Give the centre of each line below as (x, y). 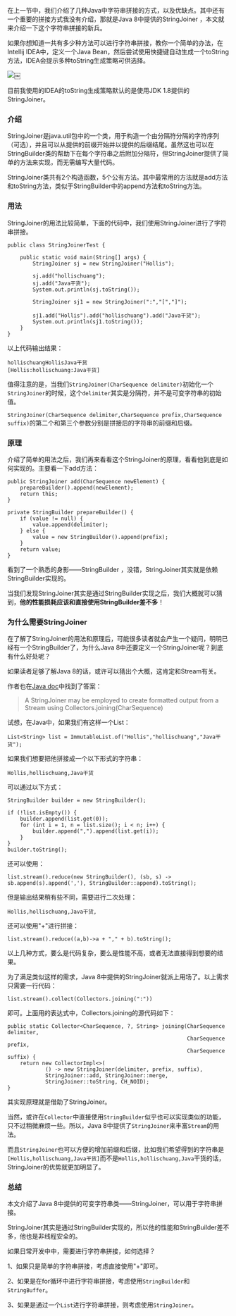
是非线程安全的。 (56, 1236)
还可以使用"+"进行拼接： (43, 926)
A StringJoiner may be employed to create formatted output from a (122, 700)
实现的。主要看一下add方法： (56, 468)
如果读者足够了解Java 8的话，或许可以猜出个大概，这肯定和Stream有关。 (114, 671)
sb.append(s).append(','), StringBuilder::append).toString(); (102, 883)
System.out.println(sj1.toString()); (88, 322)
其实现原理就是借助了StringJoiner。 (59, 1102)
